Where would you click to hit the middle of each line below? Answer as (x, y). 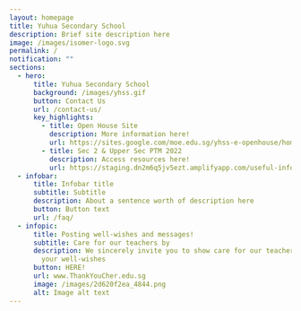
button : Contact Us (69, 101)
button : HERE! (60, 268)
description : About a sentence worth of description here (143, 201)
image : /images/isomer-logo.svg (69, 43)
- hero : (32, 76)
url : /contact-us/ (67, 109)
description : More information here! (120, 134)
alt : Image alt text (71, 292)
